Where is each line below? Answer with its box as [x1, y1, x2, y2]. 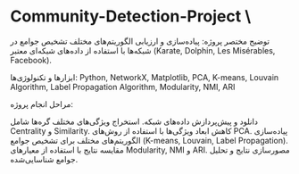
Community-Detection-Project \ [10, 6, 252, 27]
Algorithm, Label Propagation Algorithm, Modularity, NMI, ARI [10, 81, 236, 92]
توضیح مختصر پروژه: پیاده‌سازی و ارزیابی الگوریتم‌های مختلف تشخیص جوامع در [10, 36, 270, 46]
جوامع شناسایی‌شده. [10, 153, 79, 164]
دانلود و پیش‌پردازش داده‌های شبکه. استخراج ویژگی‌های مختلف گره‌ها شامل [10, 116, 258, 127]
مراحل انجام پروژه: [10, 98, 74, 109]
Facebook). [10, 54, 53, 65]
